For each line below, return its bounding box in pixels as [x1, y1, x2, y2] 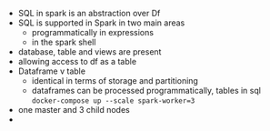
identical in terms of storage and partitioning [31, 76, 198, 86]
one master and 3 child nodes [17, 105, 130, 115]
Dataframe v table [17, 65, 86, 76]
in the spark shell [31, 36, 96, 47]
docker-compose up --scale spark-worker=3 [31, 96, 195, 106]
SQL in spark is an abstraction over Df [17, 8, 161, 18]
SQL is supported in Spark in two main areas [17, 17, 185, 28]
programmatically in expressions [31, 27, 155, 37]
